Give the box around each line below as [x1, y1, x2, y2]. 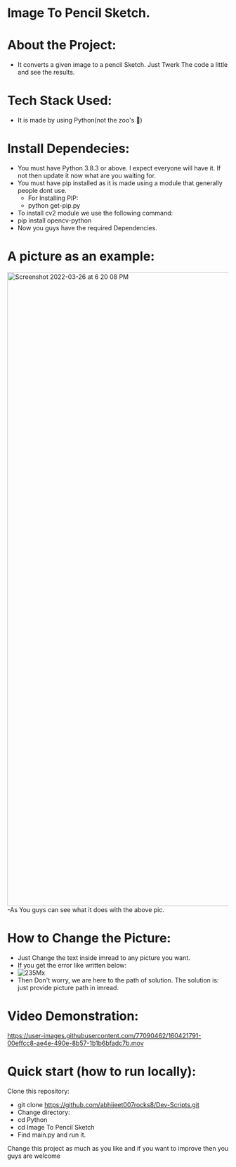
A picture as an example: [7, 249, 155, 265]
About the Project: [7, 37, 117, 54]
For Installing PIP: [27, 194, 79, 202]
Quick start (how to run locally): [7, 1063, 197, 1079]
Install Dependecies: [7, 141, 130, 156]
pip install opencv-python [17, 216, 92, 225]
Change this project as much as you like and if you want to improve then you [7, 1144, 229, 1152]
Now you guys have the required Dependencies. [17, 224, 158, 232]
